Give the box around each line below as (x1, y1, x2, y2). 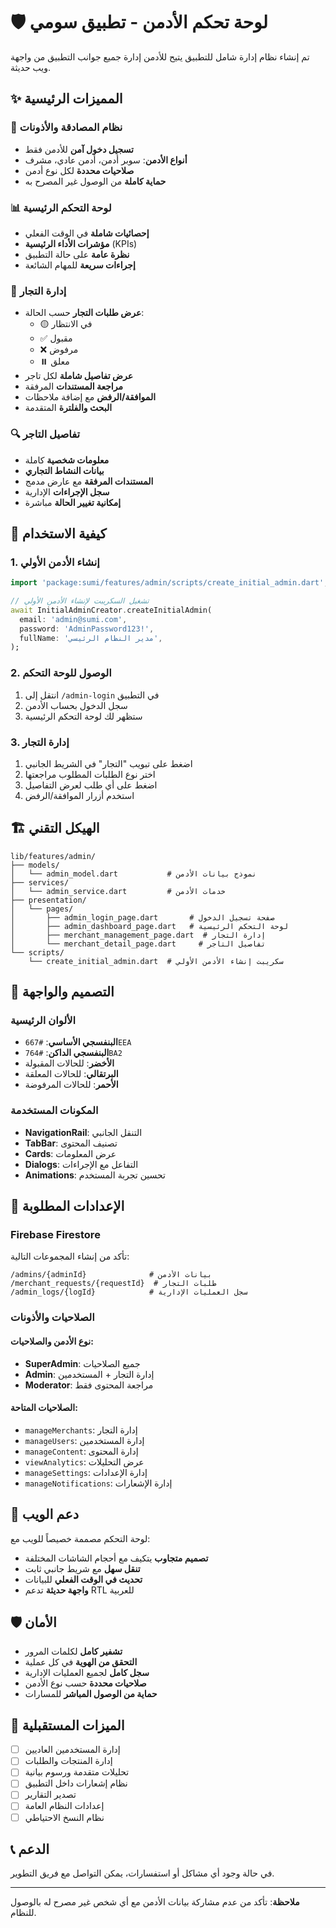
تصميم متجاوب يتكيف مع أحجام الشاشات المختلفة (24, 1552, 209, 1564)
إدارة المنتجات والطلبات (24, 1755, 113, 1767)
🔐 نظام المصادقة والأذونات (10, 120, 123, 134)
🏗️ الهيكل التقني (10, 820, 100, 837)
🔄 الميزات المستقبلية (10, 1717, 125, 1734)
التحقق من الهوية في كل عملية (24, 1656, 138, 1668)
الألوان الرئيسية (10, 1014, 77, 1028)
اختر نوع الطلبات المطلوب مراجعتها (24, 768, 156, 780)
